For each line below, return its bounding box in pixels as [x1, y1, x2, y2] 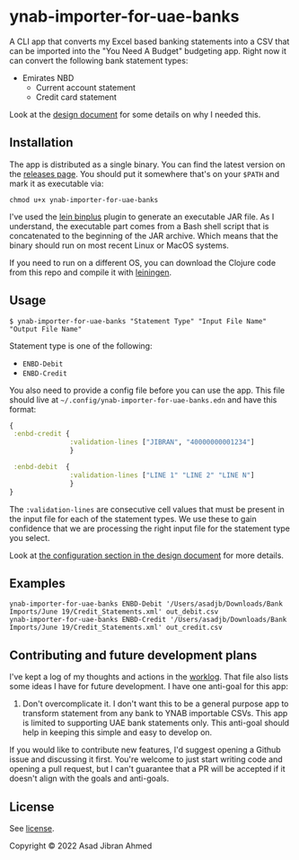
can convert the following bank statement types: [9, 55, 189, 66]
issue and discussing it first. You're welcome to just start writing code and [9, 754, 283, 765]
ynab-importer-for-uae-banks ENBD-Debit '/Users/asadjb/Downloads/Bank [9, 599, 283, 608]
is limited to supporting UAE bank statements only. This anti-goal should [22, 717, 290, 729]
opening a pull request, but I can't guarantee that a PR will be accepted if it [9, 764, 286, 775]
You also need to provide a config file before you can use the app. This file [9, 385, 286, 395]
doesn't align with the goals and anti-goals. [9, 773, 170, 784]
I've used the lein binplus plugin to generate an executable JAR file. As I [9, 211, 275, 222]
